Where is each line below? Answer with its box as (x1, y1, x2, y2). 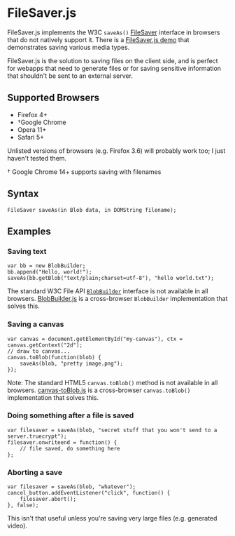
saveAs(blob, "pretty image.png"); (20, 360, 124, 367)
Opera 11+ (17, 125, 47, 134)
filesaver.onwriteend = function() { (7, 438, 117, 446)
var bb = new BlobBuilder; (7, 262, 86, 269)
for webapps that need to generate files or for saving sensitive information (7, 64, 222, 72)
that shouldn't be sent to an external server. (7, 72, 133, 80)
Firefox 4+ (17, 110, 48, 119)
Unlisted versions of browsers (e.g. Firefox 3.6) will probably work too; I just (7, 146, 226, 155)
